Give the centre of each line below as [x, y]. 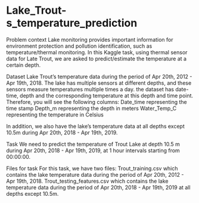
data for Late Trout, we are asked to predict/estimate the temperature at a [96, 59]
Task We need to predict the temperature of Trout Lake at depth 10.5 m [93, 144]
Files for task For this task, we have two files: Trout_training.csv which [92, 168]
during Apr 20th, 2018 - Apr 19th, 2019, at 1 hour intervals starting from [93, 150]
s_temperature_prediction [72, 23]
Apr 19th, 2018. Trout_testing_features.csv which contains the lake [87, 181]
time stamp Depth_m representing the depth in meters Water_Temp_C [91, 108]
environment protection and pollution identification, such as [79, 46]
